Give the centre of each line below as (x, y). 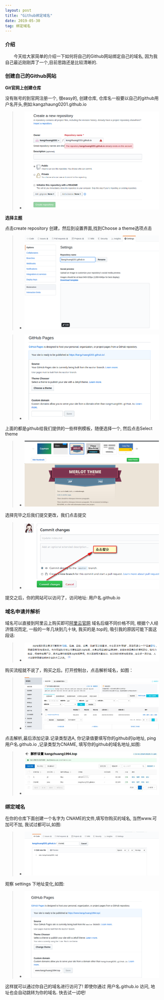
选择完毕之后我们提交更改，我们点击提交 (46, 515)
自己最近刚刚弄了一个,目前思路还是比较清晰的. (51, 62)
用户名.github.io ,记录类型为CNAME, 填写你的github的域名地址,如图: (73, 744)
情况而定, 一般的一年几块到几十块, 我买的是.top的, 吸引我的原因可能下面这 (83, 629)
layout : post (18, 10)
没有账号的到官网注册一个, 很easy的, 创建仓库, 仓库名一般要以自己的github (80, 98)
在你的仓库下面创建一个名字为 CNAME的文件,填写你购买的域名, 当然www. (79, 818)
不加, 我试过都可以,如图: (38, 825)
